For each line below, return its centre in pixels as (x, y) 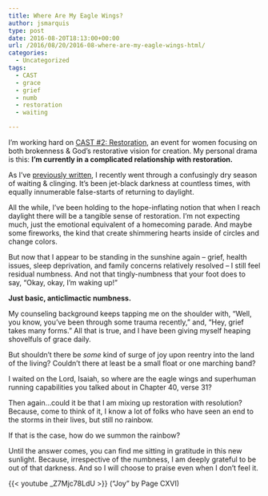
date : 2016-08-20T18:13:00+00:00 (64, 38)
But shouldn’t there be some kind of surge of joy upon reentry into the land (131, 355)
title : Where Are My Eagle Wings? (66, 16)
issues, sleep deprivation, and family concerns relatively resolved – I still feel (134, 266)
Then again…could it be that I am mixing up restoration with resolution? (125, 403)
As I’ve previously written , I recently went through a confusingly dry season (133, 175)
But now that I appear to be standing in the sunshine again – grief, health (128, 257)
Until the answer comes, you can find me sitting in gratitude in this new (125, 451)
